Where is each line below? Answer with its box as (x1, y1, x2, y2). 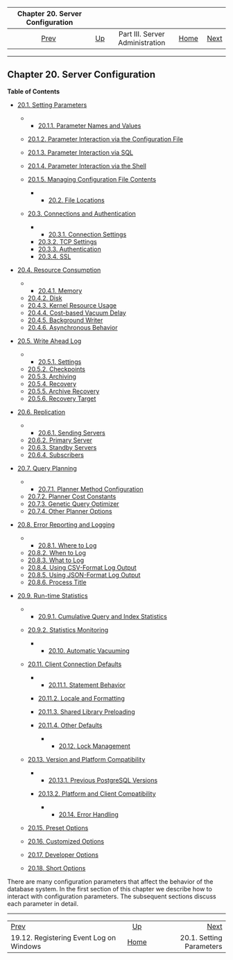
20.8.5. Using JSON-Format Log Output (27, 570, 141, 579)
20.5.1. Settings (37, 357, 82, 366)
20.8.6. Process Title (27, 578, 87, 586)
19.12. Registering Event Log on (10, 932, 116, 942)
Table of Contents (7, 87, 60, 96)
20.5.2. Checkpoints (27, 365, 85, 373)
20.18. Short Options (27, 864, 86, 872)
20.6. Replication (17, 408, 66, 416)
